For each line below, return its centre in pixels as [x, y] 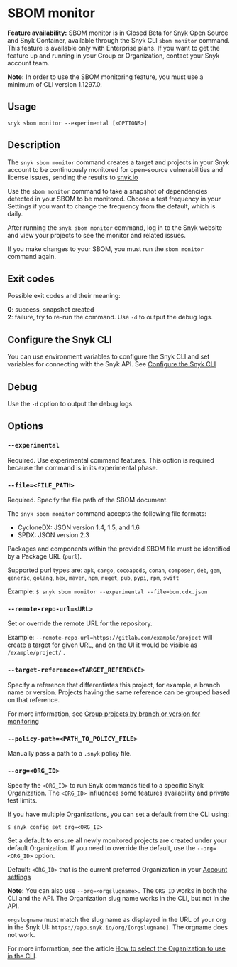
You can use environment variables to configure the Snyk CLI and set [109, 356]
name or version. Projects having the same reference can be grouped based [119, 692]
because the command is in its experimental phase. [83, 467]
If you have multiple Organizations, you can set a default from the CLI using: [118, 814]
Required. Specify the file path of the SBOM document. [88, 500]
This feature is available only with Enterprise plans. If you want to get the [114, 48]
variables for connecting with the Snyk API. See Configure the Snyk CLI [112, 364]
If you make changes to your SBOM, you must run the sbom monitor [106, 249]
